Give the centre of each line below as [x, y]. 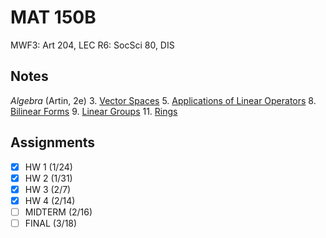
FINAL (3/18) [51, 223]
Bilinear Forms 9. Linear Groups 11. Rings [94, 111]
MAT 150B [53, 17]
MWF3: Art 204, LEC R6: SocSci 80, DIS [92, 45]
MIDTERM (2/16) [58, 212]
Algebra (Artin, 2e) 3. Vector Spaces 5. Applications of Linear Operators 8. [163, 100]
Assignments [53, 142]
